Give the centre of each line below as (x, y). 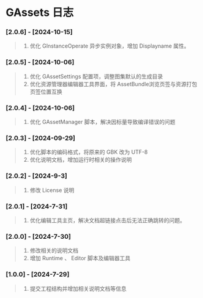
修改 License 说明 (52, 190)
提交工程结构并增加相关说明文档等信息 (78, 288)
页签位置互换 (46, 92)
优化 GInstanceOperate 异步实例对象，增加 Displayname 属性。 (110, 46)
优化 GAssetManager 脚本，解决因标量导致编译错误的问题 (102, 122)
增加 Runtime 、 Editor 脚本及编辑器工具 (80, 258)
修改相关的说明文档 (54, 250)
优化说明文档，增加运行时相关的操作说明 (81, 160)
